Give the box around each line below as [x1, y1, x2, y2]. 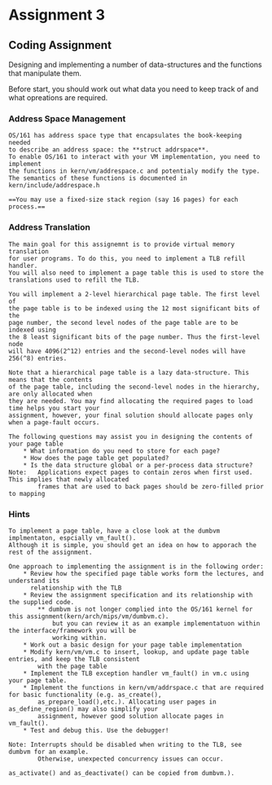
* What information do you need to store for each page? [23, 446, 221, 455]
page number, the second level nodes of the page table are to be [8, 318, 239, 327]
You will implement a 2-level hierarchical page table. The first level [8, 290, 261, 298]
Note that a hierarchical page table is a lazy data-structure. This [8, 368, 250, 376]
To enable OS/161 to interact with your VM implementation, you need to [8, 153, 261, 161]
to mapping [8, 489, 46, 498]
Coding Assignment [8, 38, 112, 52]
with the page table [37, 662, 107, 670]
